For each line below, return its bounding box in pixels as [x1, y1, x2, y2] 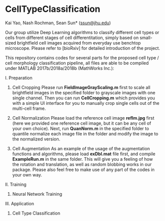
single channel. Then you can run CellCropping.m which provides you [12, 95, 155, 101]
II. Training [5, 181, 27, 187]
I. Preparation [5, 75, 33, 81]
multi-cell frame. [12, 105, 46, 111]
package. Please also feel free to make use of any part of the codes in [12, 167, 155, 173]
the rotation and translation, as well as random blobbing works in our [12, 161, 152, 167]
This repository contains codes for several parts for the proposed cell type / [5, 54, 159, 60]
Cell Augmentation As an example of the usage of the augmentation [12, 145, 150, 151]
